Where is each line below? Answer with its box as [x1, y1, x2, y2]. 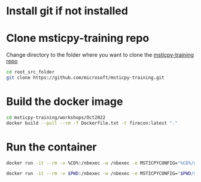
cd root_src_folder [6, 69, 55, 75]
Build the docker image [6, 95, 123, 109]
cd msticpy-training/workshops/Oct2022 [6, 115, 106, 121]
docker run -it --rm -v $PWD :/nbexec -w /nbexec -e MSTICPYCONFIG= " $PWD [6, 171, 191, 177]
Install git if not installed [6, 4, 129, 18]
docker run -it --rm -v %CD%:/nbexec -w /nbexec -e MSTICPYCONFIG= [6, 160, 178, 166]
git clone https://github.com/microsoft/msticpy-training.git [6, 75, 165, 81]
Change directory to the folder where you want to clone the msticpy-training [6, 51, 194, 58]
